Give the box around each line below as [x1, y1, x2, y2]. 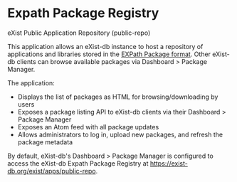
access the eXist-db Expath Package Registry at [7, 159, 149, 168]
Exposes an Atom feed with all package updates [17, 122, 159, 131]
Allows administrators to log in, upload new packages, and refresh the [17, 130, 223, 139]
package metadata [17, 137, 73, 146]
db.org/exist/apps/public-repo [7, 166, 96, 175]
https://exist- [149, 159, 189, 168]
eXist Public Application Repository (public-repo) [7, 28, 151, 37]
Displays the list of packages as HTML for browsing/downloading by [17, 92, 218, 101]
